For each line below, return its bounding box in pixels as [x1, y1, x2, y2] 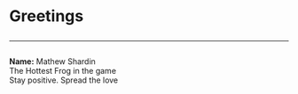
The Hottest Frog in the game [9, 66, 117, 76]
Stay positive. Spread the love [9, 75, 119, 85]
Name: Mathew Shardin [9, 56, 96, 67]
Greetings [9, 6, 84, 26]
